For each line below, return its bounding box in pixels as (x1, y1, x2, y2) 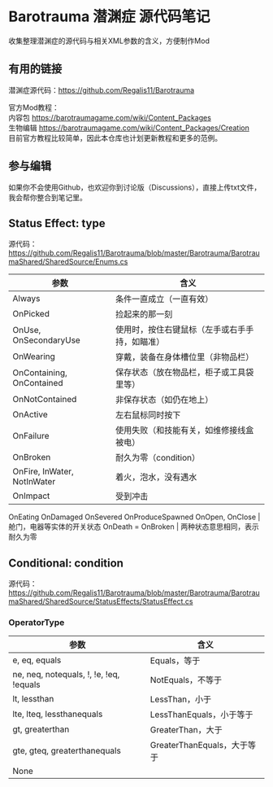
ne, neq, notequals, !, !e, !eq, (12, 669, 120, 680)
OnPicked (12, 308, 50, 320)
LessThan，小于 (149, 693, 212, 705)
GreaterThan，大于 (149, 724, 223, 736)
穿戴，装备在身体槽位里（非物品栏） (115, 352, 254, 363)
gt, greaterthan (12, 724, 70, 735)
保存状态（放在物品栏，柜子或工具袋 (115, 367, 254, 378)
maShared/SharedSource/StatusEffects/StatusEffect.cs (8, 597, 193, 606)
